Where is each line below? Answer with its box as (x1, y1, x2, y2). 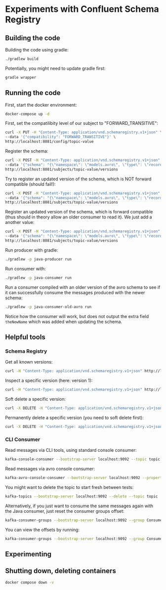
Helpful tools (5, 333, 45, 341)
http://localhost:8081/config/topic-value (5, 139, 94, 144)
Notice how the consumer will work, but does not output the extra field (5, 313, 149, 319)
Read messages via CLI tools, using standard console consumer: (5, 447, 137, 453)
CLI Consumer (5, 436, 41, 443)
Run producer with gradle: (5, 247, 58, 253)
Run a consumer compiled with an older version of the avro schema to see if (5, 284, 161, 290)
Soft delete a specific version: (5, 396, 66, 402)
